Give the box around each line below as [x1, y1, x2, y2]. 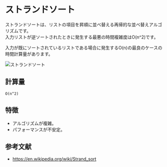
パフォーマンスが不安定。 [12, 126, 65, 132]
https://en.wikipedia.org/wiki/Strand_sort [12, 156, 97, 162]
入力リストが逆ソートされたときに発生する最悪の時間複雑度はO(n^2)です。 [5, 34, 159, 40]
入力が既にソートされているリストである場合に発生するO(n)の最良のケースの [5, 44, 163, 50]
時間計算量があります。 [5, 50, 53, 57]
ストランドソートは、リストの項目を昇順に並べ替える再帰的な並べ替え [5, 21, 150, 27]
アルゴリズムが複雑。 [12, 120, 56, 126]
